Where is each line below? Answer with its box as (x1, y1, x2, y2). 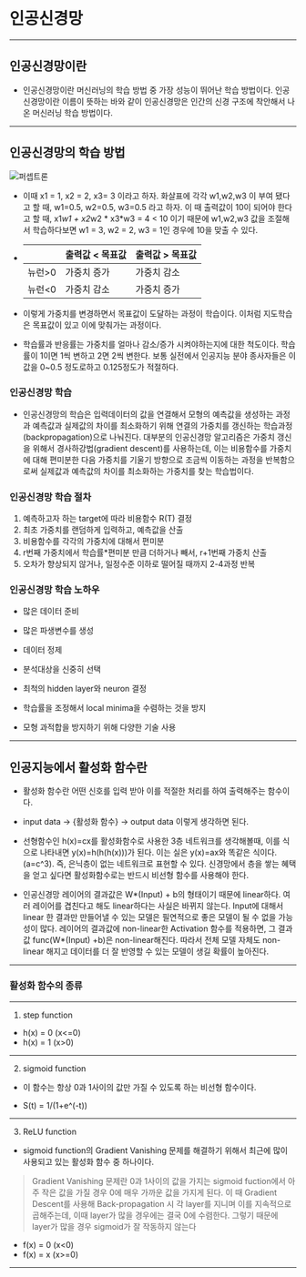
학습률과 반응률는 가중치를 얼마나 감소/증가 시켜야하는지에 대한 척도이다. (22, 339, 280, 350)
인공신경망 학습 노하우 (9, 583, 100, 596)
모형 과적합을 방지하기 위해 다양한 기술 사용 (22, 722, 177, 733)
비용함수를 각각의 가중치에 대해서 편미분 (22, 536, 165, 547)
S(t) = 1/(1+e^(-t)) (22, 1100, 88, 1110)
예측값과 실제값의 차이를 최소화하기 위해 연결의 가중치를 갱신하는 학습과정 (32, 420, 293, 431)
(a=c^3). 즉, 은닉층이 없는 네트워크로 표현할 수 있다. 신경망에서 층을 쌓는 (22, 858, 280, 869)
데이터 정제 (22, 644, 63, 655)
